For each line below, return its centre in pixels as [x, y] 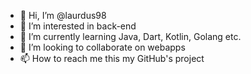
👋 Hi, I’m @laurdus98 [63, 15]
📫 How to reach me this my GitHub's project [112, 58]
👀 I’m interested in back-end [78, 26]
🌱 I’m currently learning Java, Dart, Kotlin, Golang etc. [130, 36]
